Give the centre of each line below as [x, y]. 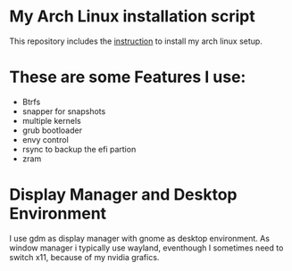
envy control [45, 139]
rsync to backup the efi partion [79, 149]
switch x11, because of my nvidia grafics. [84, 257]
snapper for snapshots [64, 111]
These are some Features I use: [128, 77]
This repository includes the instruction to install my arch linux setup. [136, 41]
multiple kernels [52, 120]
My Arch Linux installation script [133, 16]
